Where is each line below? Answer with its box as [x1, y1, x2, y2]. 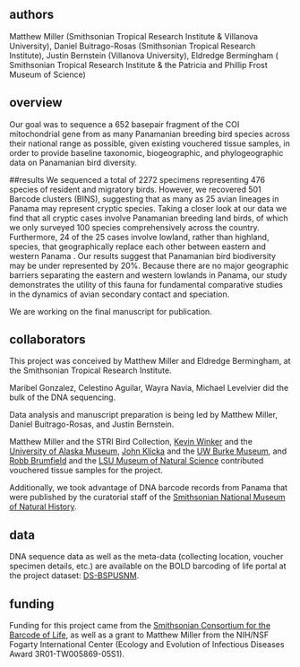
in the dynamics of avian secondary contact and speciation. [9, 289, 230, 299]
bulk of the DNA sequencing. [9, 392, 116, 403]
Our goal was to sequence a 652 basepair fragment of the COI [9, 118, 240, 129]
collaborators [9, 332, 87, 348]
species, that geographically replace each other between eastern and [9, 241, 266, 252]
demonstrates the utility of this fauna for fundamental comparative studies [9, 279, 284, 290]
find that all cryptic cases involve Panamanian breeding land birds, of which [9, 212, 288, 223]
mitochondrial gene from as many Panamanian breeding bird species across [9, 128, 291, 139]
